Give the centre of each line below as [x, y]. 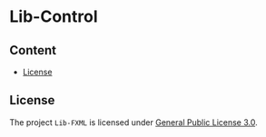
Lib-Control [54, 17]
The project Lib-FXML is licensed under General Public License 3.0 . [133, 122]
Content [33, 50]
